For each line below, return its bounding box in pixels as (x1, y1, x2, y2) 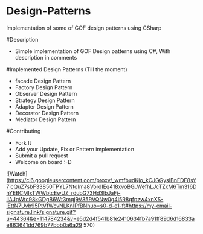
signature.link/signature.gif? (6, 208, 76, 215)
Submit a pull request (14, 152, 68, 159)
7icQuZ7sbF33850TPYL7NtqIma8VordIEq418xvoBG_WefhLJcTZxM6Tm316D (6, 183, 197, 190)
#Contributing (6, 127, 41, 134)
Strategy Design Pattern (14, 96, 76, 104)
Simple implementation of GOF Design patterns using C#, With (14, 47, 171, 55)
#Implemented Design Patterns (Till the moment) (6, 65, 127, 73)
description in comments (14, 54, 77, 61)
